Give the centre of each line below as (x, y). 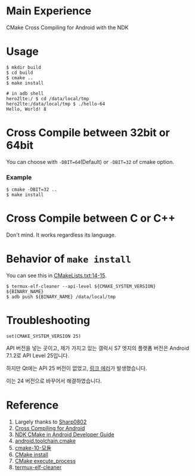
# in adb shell (25, 94)
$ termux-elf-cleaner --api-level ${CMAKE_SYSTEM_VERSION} (81, 286)
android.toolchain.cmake (45, 441)
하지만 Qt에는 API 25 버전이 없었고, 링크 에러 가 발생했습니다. (77, 368)
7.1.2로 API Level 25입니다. (38, 355)
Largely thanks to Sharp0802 (51, 422)
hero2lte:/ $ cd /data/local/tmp (48, 99)
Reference (32, 405)
